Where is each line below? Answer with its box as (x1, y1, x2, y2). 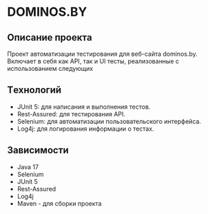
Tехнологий (7, 84, 62, 96)
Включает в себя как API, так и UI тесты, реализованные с (7, 57, 180, 65)
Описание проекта (7, 32, 92, 43)
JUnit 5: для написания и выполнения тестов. (17, 103, 151, 111)
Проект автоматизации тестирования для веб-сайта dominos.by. (7, 50, 198, 58)
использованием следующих (7, 65, 94, 72)
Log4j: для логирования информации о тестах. (17, 125, 154, 133)
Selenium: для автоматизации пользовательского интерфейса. (17, 117, 202, 125)
